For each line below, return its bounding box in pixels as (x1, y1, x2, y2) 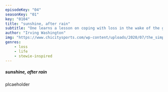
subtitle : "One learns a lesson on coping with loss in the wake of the (5, 26, 160, 31)
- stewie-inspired (14, 53, 52, 59)
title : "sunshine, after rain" (5, 21, 70, 26)
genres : (5, 40, 21, 45)
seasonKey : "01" (5, 12, 39, 17)
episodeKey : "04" (5, 7, 41, 12)
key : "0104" (5, 16, 30, 21)
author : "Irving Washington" (5, 30, 66, 35)
